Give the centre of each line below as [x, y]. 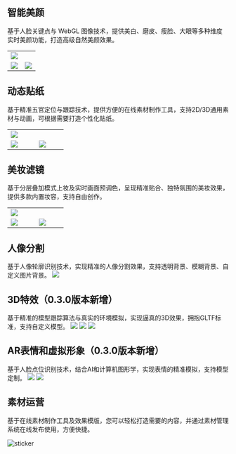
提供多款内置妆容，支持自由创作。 [57, 197]
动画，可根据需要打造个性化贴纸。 [68, 118]
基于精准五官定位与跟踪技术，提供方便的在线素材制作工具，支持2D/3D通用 [115, 109]
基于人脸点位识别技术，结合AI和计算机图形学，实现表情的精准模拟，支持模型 [118, 369]
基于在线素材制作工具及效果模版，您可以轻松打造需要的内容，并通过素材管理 [118, 420]
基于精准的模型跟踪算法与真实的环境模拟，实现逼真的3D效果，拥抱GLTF [111, 318]
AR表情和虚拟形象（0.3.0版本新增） [86, 351]
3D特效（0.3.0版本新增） [63, 300]
